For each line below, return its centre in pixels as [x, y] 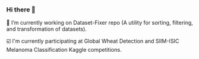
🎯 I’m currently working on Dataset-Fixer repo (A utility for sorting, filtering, [100, 23]
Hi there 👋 [21, 10]
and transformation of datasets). [47, 29]
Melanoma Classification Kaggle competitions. [64, 50]
